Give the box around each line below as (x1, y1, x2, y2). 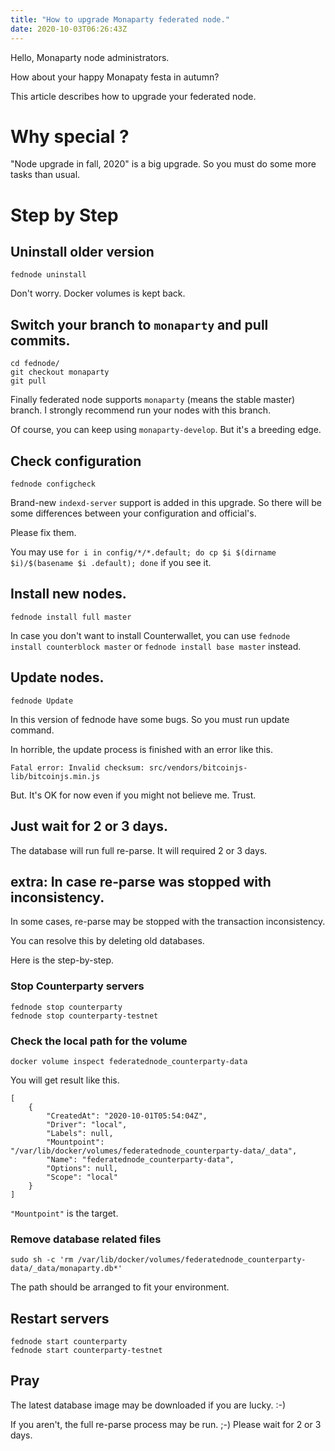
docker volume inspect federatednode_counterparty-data (10, 1056, 248, 1066)
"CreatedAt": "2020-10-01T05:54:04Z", (46, 1111, 208, 1121)
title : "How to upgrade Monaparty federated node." (10, 14, 230, 25)
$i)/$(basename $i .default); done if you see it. (10, 557, 212, 569)
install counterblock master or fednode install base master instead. (10, 640, 302, 652)
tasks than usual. (10, 169, 81, 181)
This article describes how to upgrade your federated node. (10, 90, 257, 102)
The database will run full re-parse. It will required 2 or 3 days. (10, 844, 268, 856)
